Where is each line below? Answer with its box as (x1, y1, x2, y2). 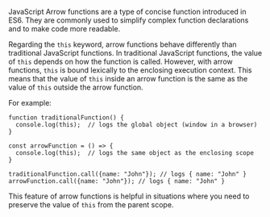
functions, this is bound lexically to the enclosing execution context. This (8, 65, 252, 75)
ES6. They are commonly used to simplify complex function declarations (8, 15, 249, 25)
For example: (8, 98, 52, 107)
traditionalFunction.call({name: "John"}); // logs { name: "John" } (8, 170, 247, 178)
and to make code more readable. (8, 24, 121, 33)
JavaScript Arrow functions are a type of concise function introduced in (8, 7, 247, 16)
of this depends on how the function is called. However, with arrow (8, 56, 234, 66)
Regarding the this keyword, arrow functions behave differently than (8, 40, 237, 49)
